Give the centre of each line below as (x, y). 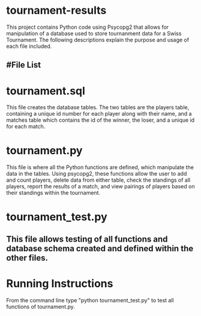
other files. (27, 258)
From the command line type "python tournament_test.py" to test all (90, 300)
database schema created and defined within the (100, 249)
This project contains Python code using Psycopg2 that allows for (88, 27)
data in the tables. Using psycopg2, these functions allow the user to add (97, 174)
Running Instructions (60, 283)
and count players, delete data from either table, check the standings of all (98, 180)
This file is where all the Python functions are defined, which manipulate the (100, 167)
